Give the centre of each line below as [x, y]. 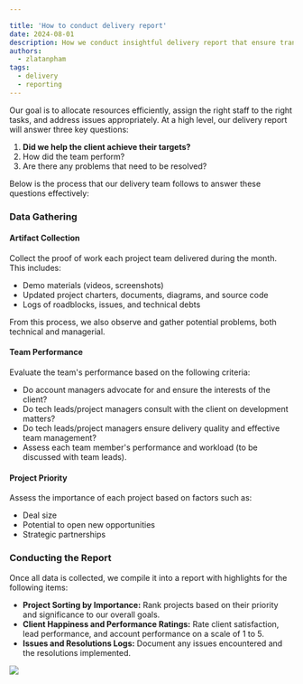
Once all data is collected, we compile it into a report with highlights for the [148, 577]
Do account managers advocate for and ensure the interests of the [146, 390]
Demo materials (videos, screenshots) [93, 285]
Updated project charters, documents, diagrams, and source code [145, 295]
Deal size [39, 515]
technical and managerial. [57, 332]
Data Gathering [44, 216]
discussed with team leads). [74, 457]
